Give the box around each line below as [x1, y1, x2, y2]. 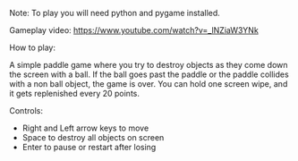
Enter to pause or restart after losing [21, 142, 157, 152]
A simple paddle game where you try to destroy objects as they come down [9, 60, 288, 70]
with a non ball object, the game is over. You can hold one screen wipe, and [9, 79, 288, 89]
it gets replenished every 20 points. [9, 89, 140, 98]
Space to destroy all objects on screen [21, 132, 165, 142]
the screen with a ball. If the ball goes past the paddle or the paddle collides [9, 69, 289, 80]
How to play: [9, 42, 56, 53]
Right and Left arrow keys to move [21, 123, 149, 133]
